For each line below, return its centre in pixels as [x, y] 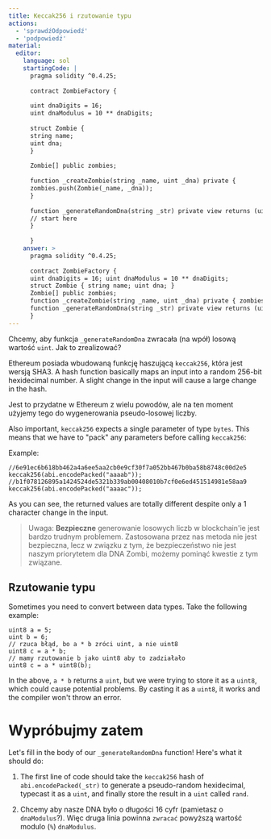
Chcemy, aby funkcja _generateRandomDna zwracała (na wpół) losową [122, 339]
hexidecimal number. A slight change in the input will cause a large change [132, 380]
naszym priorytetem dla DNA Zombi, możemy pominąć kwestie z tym [143, 553]
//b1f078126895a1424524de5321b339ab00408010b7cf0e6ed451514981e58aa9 [128, 482]
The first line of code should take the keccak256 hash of [112, 777]
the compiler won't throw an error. [65, 698]
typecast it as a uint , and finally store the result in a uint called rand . [134, 794]
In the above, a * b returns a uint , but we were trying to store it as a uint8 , [133, 680]
